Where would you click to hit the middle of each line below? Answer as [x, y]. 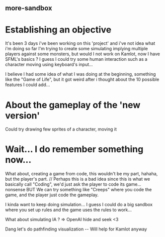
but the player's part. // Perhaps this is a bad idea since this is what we [78, 179]
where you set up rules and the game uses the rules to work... [69, 210]
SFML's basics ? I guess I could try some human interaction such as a [76, 59]
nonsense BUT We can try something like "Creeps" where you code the [79, 190]
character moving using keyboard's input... [49, 65]
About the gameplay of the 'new [73, 105]
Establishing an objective [58, 30]
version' [23, 115]
